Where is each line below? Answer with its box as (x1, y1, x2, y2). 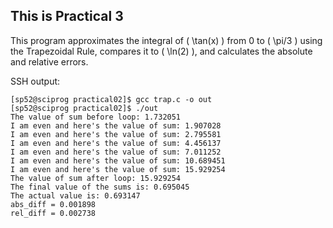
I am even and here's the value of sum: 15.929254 (10, 164, 226, 174)
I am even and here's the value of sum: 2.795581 (10, 129, 222, 139)
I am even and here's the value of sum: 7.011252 (10, 147, 222, 157)
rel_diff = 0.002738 (10, 208, 97, 218)
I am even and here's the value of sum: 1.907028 (10, 120, 222, 131)
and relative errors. (10, 55, 89, 68)
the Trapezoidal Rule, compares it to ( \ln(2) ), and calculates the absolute (10, 45, 313, 57)
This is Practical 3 (10, 8, 124, 25)
